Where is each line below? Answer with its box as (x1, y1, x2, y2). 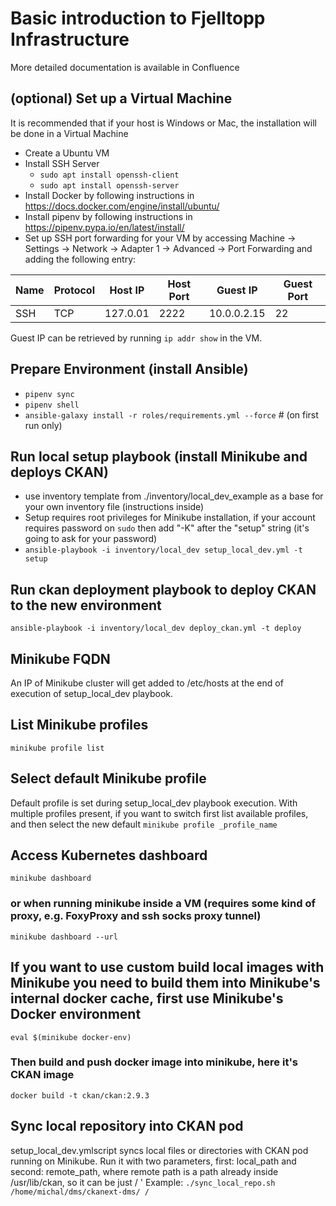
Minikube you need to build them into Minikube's (10, 975, 321, 992)
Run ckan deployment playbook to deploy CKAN (10, 581, 317, 598)
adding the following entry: (24, 253, 137, 265)
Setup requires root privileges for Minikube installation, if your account (24, 512, 316, 524)
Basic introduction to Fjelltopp (10, 7, 266, 30)
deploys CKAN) (10, 463, 109, 481)
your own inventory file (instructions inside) (24, 501, 205, 513)
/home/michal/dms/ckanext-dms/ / (10, 1187, 150, 1197)
